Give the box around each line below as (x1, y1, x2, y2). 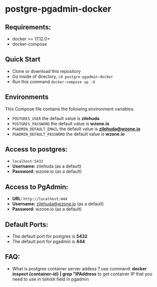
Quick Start (5, 55, 41, 64)
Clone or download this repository (12, 68, 81, 74)
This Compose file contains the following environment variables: (5, 106, 135, 112)
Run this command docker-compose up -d (12, 78, 95, 84)
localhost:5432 (12, 159, 44, 164)
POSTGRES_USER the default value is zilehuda (12, 115, 100, 121)
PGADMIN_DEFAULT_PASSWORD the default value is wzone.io (12, 131, 125, 137)
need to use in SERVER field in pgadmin (12, 276, 89, 282)
